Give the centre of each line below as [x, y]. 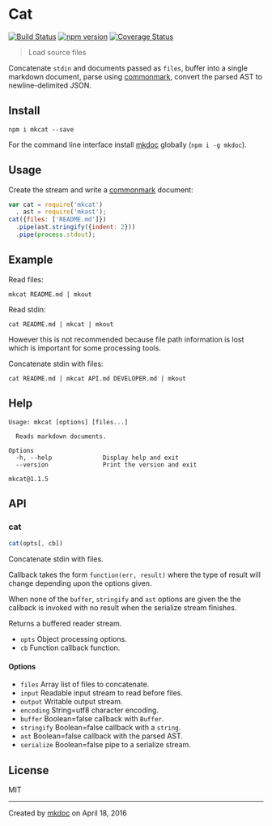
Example [31, 260]
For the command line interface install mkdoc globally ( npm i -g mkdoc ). [127, 144]
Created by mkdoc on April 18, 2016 [68, 813]
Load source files [57, 52]
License [29, 770]
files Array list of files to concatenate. [85, 684]
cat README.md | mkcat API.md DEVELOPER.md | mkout [97, 378]
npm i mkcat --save [41, 129]
